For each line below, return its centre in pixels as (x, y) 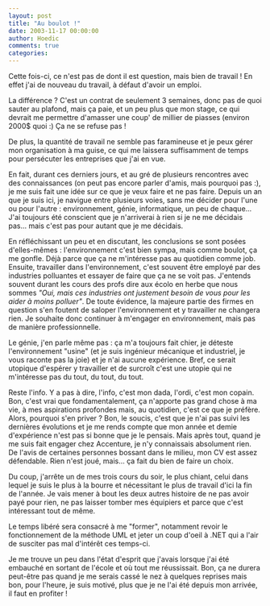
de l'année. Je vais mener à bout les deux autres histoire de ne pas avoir (129, 494)
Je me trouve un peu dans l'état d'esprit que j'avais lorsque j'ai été (119, 559)
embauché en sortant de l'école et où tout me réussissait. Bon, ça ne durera (134, 568)
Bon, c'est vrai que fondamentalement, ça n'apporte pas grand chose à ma (133, 401)
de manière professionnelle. (54, 327)
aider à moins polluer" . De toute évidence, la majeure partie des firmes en (131, 301)
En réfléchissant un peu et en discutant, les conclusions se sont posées (127, 241)
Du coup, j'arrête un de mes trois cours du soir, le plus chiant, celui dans (129, 477)
